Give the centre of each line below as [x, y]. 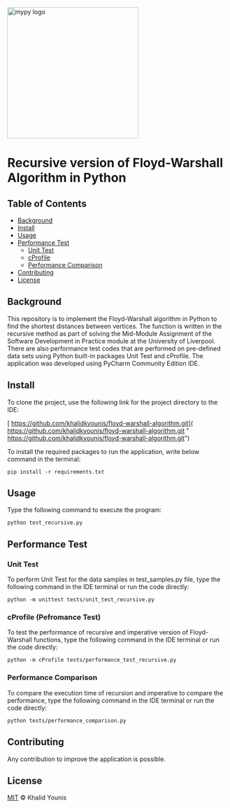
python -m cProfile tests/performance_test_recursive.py [92, 660]
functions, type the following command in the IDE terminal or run [127, 640]
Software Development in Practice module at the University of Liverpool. [112, 341]
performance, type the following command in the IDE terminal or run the [111, 700]
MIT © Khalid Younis [37, 798]
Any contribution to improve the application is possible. [87, 759]
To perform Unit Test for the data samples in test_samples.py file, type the [114, 579]
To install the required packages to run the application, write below [103, 451]
